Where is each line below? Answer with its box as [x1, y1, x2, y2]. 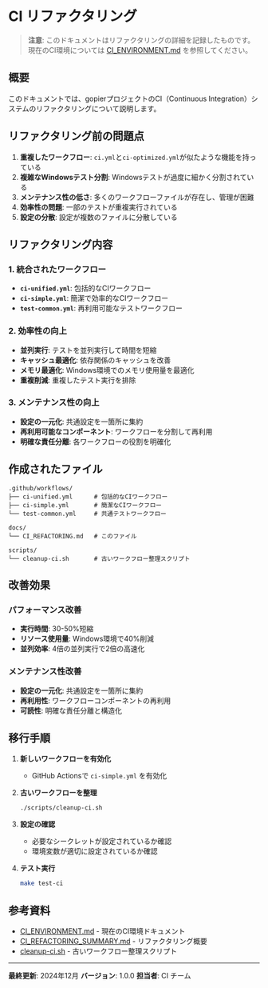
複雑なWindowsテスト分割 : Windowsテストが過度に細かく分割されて [19, 172, 247, 182]
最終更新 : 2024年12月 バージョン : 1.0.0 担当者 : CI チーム [8, 971, 191, 981]
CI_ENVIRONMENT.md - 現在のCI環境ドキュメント [19, 926, 186, 936]
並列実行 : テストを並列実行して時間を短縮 [19, 345, 157, 354]
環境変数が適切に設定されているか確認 [31, 846, 158, 856]
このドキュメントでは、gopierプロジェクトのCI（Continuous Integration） [8, 94, 251, 103]
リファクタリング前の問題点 [8, 130, 145, 143]
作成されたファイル [8, 462, 103, 476]
